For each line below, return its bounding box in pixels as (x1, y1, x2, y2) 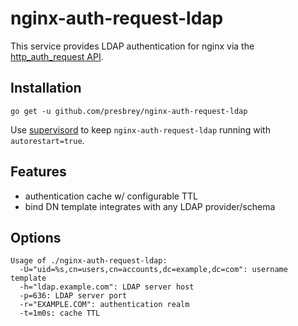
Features (10, 163, 67, 181)
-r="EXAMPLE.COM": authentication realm (19, 300, 190, 310)
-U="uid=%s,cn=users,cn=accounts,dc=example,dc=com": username (19, 265, 288, 275)
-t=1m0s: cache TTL (19, 308, 101, 319)
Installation (10, 80, 82, 97)
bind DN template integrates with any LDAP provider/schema (24, 200, 276, 212)
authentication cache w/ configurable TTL (24, 190, 198, 202)
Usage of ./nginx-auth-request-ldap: (10, 256, 168, 266)
